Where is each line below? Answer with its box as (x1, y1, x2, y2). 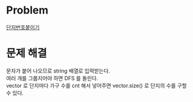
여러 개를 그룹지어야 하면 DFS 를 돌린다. (6, 74, 99, 81)
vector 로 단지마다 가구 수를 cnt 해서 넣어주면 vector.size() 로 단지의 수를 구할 (6, 82, 187, 89)
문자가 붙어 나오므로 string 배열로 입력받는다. (6, 67, 111, 74)
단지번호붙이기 (6, 24, 40, 31)
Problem (6, 4, 49, 17)
